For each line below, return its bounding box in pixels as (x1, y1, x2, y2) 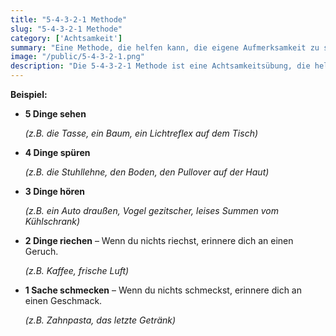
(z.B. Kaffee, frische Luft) (24, 265, 130, 276)
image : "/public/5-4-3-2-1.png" (10, 52, 145, 62)
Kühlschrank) (24, 216, 81, 227)
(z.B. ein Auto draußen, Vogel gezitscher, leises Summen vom (24, 205, 279, 216)
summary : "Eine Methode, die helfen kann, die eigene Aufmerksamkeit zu (10, 42, 320, 53)
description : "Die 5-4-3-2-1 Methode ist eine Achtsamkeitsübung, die (10, 61, 311, 71)
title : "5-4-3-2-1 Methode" (10, 14, 128, 25)
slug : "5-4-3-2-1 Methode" (10, 24, 123, 34)
